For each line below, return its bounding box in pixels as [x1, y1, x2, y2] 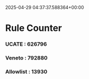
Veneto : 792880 [5, 54, 48, 62]
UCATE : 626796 [5, 41, 47, 48]
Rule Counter [5, 23, 62, 34]
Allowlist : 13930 [5, 68, 47, 75]
